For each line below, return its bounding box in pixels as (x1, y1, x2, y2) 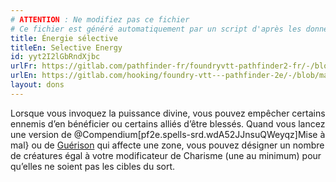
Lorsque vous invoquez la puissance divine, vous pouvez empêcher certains (10, 107, 326, 119)
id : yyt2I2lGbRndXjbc (10, 52, 101, 62)
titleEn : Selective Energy (10, 42, 123, 53)
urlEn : (10, 71, 38, 81)
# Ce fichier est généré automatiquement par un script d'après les (10, 24, 302, 34)
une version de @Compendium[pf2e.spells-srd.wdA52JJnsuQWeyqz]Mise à (10, 128, 326, 140)
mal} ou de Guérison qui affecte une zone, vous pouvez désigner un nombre (10, 139, 325, 151)
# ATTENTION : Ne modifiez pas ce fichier (10, 14, 190, 25)
